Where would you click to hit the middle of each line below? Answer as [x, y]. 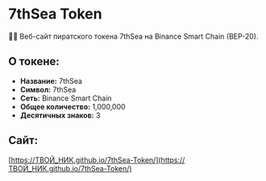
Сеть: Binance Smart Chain [66, 98]
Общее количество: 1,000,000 [73, 106]
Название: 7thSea [51, 80]
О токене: [34, 62]
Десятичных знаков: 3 [60, 115]
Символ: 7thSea [48, 89]
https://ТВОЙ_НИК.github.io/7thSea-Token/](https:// [98, 160]
